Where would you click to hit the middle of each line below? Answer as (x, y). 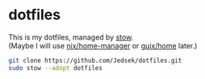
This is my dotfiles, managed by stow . (71, 37)
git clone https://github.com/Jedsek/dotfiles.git (95, 60)
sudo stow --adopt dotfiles (56, 68)
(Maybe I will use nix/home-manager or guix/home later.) (103, 45)
